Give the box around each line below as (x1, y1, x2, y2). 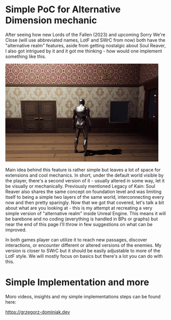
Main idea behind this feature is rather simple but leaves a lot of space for (5, 166, 161, 173)
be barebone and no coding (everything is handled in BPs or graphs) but (5, 216, 158, 222)
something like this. (5, 53, 47, 60)
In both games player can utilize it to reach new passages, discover (5, 236, 147, 242)
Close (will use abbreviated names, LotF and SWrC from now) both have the (5, 37, 165, 43)
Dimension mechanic (5, 14, 97, 26)
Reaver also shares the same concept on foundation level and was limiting (5, 189, 162, 195)
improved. (5, 227, 27, 233)
